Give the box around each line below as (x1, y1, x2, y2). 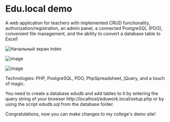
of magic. (5, 80, 25, 87)
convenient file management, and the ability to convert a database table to (5, 30, 161, 36)
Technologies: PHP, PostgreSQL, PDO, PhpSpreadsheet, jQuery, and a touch (5, 75, 165, 81)
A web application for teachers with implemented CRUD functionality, (5, 20, 150, 26)
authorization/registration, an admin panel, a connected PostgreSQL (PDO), (5, 25, 163, 31)
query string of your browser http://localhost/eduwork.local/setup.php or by (5, 96, 164, 102)
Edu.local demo (5, 3, 73, 15)
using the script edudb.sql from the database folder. (5, 101, 114, 107)
